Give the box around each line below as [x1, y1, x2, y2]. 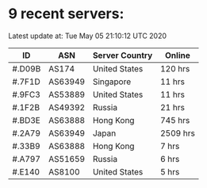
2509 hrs [159, 128, 196, 139]
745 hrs [159, 114, 190, 125]
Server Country [92, 49, 153, 60]
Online [165, 49, 190, 60]
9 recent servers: [8, 5, 125, 23]
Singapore [92, 76, 132, 87]
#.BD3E [12, 114, 41, 125]
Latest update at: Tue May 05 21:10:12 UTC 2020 [8, 31, 167, 40]
